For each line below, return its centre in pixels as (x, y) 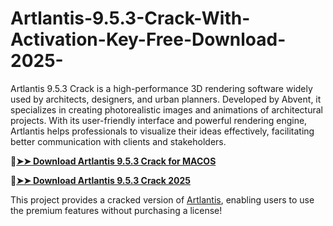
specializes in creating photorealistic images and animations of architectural (167, 109)
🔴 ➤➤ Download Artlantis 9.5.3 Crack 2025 (100, 180)
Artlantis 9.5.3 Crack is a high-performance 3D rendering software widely (161, 88)
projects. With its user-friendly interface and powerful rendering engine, (159, 120)
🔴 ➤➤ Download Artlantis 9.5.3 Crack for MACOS (113, 161)
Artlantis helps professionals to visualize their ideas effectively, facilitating (162, 131)
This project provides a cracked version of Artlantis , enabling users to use (162, 199)
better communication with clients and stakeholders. (118, 141)
